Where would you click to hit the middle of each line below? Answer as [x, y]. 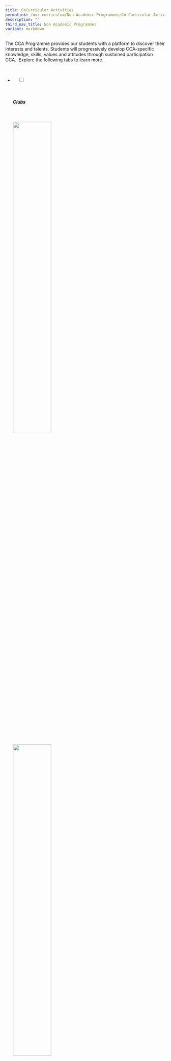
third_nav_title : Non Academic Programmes [51, 24]
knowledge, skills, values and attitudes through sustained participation [79, 55]
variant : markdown [25, 29]
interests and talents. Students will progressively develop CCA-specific [80, 49]
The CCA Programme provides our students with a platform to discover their [85, 43]
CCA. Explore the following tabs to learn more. [54, 60]
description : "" [22, 19]
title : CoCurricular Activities [39, 10]
